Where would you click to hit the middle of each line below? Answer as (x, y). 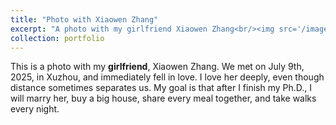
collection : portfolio (57, 38)
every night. (35, 109)
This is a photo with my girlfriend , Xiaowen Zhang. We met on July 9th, (157, 67)
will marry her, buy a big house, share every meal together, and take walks (163, 98)
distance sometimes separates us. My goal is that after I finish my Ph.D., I (161, 88)
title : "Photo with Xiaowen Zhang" (84, 19)
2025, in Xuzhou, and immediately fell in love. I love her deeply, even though (167, 77)
